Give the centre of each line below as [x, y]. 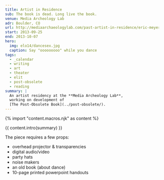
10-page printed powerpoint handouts [50, 172]
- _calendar [22, 59]
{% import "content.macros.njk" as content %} [52, 118]
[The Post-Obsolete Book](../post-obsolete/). [58, 105]
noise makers [26, 162]
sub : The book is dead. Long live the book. [51, 14]
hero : [10, 41]
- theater [19, 73]
